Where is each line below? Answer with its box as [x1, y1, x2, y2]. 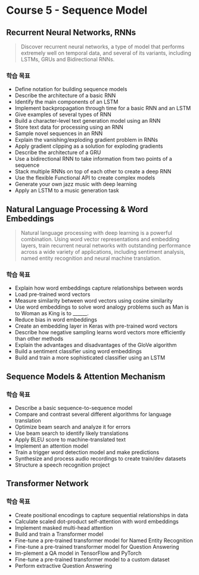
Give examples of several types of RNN [14, 111, 111, 118]
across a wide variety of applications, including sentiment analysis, [20, 248, 186, 256]
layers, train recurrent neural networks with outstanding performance [20, 242, 191, 249]
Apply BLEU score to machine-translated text [14, 436, 126, 443]
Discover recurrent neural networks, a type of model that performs [20, 43, 185, 50]
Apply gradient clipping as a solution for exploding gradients [14, 142, 163, 150]
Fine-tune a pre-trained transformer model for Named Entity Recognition [14, 537, 194, 544]
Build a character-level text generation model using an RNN [14, 117, 161, 125]
